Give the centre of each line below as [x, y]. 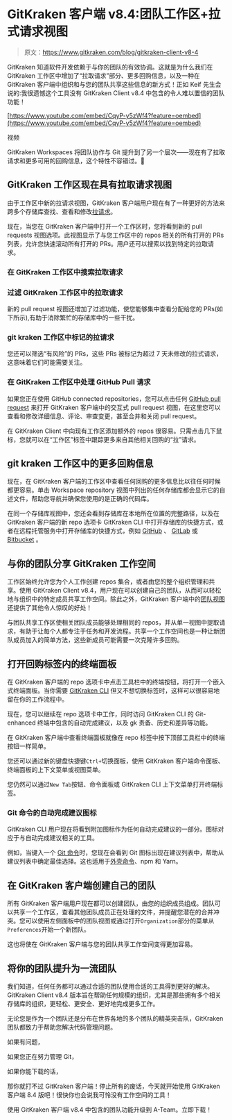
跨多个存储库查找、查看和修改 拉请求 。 [62, 211]
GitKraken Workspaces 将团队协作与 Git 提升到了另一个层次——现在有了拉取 [116, 152]
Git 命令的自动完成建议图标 [52, 812]
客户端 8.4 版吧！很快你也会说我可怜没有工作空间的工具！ [89, 1094]
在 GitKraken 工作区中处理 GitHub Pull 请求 [79, 382]
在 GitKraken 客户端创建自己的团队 [81, 886]
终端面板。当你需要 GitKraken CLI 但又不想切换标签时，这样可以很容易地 [116, 691]
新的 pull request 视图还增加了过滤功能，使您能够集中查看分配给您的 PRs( [112, 308]
